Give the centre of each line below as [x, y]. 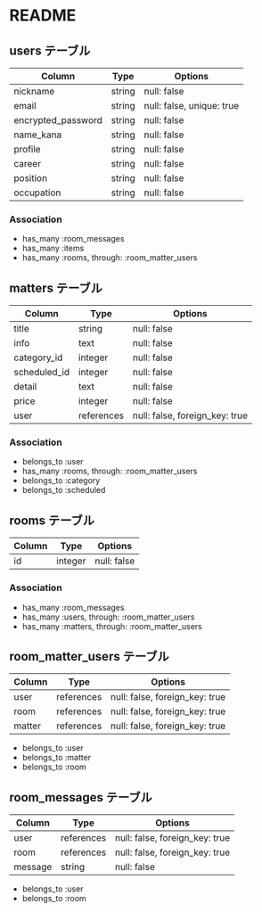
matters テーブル [56, 288]
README [43, 16]
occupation [37, 193]
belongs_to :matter [57, 758]
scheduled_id [42, 373]
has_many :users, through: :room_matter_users [108, 617]
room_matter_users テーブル [89, 656]
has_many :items [53, 248]
